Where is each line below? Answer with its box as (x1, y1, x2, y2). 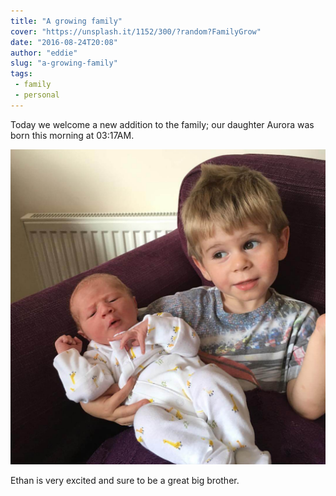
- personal (14, 90, 60, 100)
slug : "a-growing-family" (10, 58, 118, 69)
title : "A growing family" (10, 16, 123, 26)
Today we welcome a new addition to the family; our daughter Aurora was (10, 118, 315, 130)
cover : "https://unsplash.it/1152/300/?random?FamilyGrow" (10, 26, 262, 37)
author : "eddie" (10, 48, 78, 58)
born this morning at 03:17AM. (10, 129, 135, 141)
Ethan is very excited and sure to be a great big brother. (10, 474, 240, 486)
